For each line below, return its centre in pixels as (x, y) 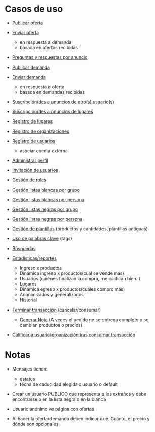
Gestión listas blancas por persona (48, 199)
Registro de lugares (32, 121)
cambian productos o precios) (51, 325)
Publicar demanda (31, 67)
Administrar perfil (30, 160)
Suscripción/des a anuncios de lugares (53, 111)
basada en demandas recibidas (52, 92)
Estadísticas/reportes (34, 258)
